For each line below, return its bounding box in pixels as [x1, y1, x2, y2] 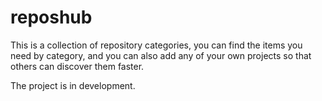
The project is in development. [10, 79, 136, 91]
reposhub [10, 6, 93, 29]
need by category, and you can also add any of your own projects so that [10, 49, 312, 61]
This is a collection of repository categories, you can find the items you [10, 39, 303, 51]
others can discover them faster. [10, 60, 145, 72]
